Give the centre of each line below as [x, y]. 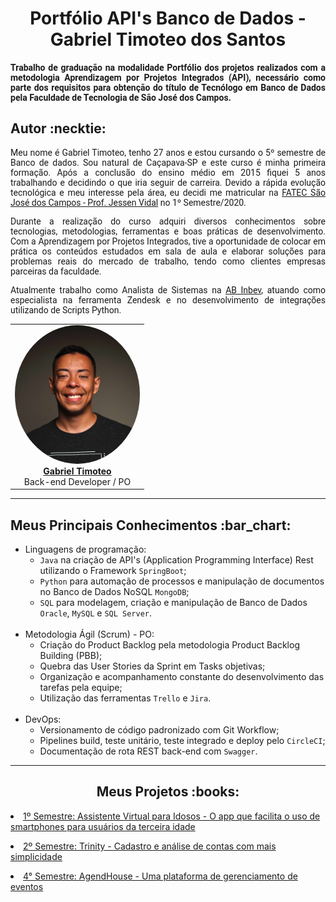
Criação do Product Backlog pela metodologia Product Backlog [169, 645]
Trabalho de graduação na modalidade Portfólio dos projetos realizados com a [168, 67]
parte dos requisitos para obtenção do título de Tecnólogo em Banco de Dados [168, 87]
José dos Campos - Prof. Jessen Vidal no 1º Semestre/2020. [128, 202]
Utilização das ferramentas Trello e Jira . [125, 698]
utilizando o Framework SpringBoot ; [113, 571]
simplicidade [36, 856]
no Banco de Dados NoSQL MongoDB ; [114, 592]
